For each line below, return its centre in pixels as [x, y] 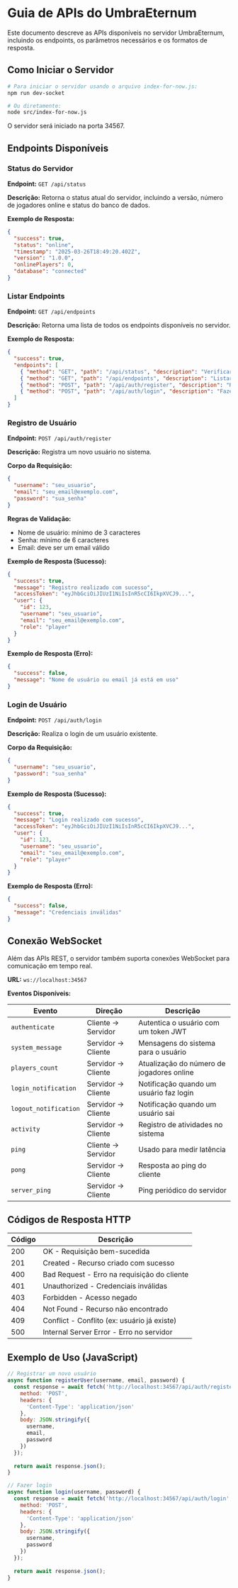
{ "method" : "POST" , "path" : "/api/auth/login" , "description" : [117, 391]
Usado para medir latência [182, 1149]
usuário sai [156, 1113]
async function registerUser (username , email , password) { [96, 1380]
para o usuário [162, 1052]
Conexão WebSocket [55, 941]
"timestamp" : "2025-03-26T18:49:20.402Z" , [77, 252]
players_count [35, 1068]
